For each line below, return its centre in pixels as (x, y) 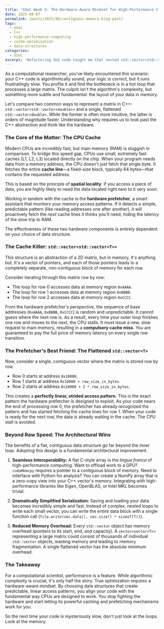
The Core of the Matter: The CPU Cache (53, 138)
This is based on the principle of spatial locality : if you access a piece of (79, 184)
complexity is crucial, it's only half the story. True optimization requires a (78, 580)
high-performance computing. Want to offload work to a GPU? (75, 465)
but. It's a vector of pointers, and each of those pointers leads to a (72, 262)
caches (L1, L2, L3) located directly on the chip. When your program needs (80, 159)
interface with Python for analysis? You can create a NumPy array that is (85, 476)
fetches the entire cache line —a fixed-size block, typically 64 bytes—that (79, 169)
